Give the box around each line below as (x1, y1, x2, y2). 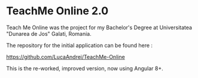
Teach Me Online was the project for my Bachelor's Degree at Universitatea (6, 24, 193, 31)
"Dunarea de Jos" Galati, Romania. (6, 30, 92, 37)
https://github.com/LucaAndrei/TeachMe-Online (6, 53, 126, 60)
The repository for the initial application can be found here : (6, 42, 153, 49)
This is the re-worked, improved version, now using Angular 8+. (6, 64, 163, 72)
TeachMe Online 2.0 (6, 4, 109, 18)
